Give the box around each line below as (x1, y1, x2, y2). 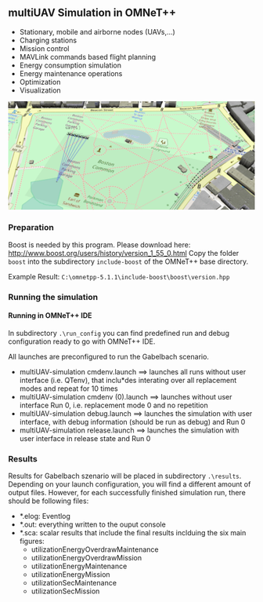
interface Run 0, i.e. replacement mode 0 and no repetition (19, 400, 209, 410)
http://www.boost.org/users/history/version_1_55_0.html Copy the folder (8, 248, 240, 257)
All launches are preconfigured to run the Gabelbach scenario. (8, 352, 210, 361)
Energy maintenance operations (19, 68, 123, 78)
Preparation (8, 222, 55, 233)
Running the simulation (8, 291, 99, 302)
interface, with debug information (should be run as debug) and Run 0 (19, 417, 246, 426)
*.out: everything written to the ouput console (19, 520, 166, 529)
